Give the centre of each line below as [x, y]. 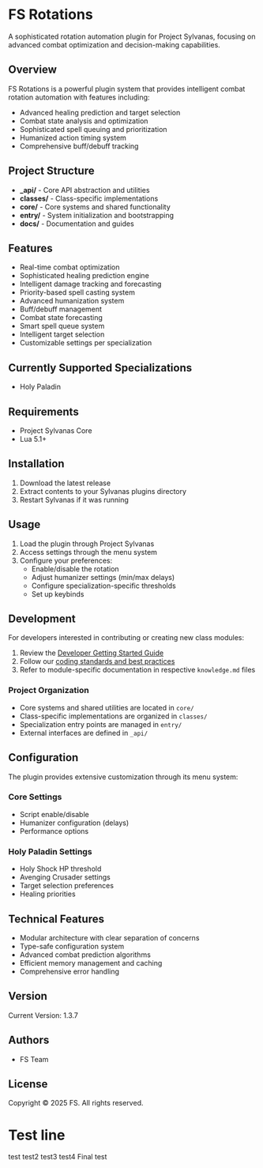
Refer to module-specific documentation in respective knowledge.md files [137, 670]
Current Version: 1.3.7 [43, 1015]
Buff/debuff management [61, 309]
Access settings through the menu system [88, 552]
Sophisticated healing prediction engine [85, 276]
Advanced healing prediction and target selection [100, 112]
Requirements [43, 411]
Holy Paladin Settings [50, 851]
